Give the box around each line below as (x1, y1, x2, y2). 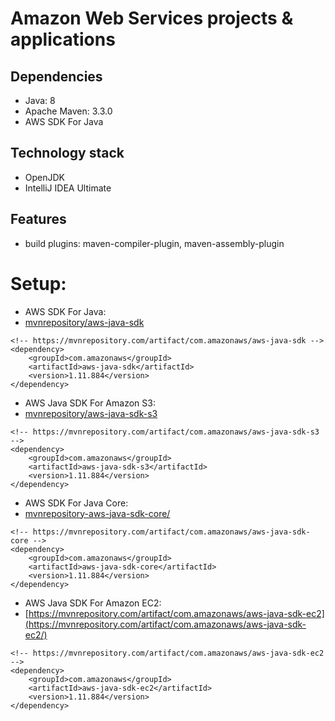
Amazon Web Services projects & (10, 7, 294, 30)
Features (10, 211, 67, 228)
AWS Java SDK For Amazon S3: (24, 397, 156, 409)
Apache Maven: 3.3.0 (24, 105, 113, 117)
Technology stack (10, 145, 125, 162)
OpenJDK (24, 171, 66, 183)
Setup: (10, 272, 67, 295)
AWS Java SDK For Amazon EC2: (24, 597, 162, 609)
